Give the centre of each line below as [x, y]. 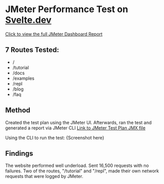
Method [18, 110]
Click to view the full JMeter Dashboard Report [54, 34]
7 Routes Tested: [32, 50]
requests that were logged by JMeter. [44, 176]
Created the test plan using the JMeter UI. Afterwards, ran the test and [78, 122]
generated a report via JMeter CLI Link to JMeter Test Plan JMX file [75, 128]
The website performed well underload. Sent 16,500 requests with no [77, 166]
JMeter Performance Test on [67, 9]
